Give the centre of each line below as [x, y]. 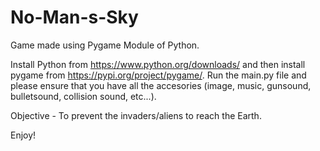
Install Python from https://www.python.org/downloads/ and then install [158, 64]
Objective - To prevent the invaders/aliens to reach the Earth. [136, 115]
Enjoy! [23, 135]
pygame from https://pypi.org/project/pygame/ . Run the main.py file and [158, 75]
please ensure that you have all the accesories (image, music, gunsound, [161, 85]
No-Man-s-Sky [74, 17]
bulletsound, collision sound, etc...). [83, 96]
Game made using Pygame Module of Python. [105, 45]
